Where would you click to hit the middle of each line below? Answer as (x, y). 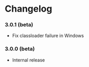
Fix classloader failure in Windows (48, 36)
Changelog (28, 9)
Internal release (28, 60)
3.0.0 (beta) (20, 49)
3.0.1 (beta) (19, 25)
